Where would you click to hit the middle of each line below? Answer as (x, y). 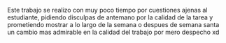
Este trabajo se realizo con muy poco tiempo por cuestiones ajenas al (107, 10)
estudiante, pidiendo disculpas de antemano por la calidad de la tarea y (110, 17)
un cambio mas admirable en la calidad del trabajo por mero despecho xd (113, 32)
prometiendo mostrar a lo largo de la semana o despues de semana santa (113, 25)
